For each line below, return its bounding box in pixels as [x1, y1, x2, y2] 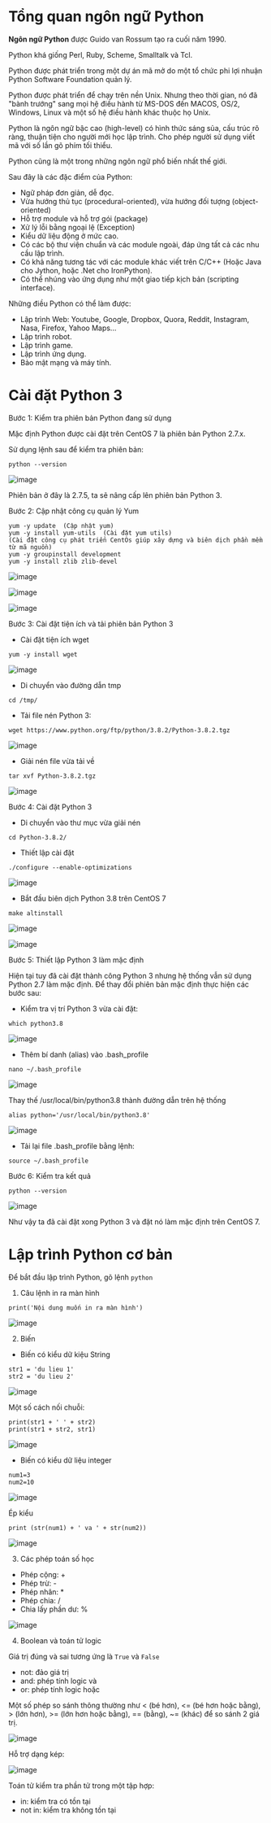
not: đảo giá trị [19, 1667, 69, 1677]
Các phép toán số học [19, 1554, 95, 1564]
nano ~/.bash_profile [8, 1065, 82, 1073]
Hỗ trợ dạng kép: [8, 1749, 65, 1759]
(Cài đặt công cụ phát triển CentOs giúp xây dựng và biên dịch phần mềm [8, 536, 264, 544]
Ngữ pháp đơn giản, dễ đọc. [19, 187, 114, 198]
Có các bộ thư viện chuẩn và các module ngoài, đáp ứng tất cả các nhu [19, 239, 260, 249]
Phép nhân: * [19, 1586, 65, 1597]
